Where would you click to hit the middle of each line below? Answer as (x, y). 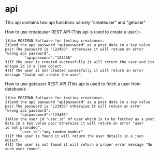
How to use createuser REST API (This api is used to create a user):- (73, 32)
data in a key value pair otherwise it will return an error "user (74, 123)
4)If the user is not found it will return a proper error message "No (79, 144)
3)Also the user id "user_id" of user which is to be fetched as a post (80, 119)
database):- (17, 89)
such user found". (23, 149)
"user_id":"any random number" (51, 132)
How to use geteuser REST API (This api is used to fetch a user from (73, 84)
